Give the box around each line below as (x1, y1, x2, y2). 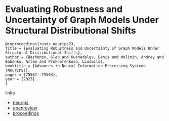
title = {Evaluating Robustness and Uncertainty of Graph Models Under (5, 46, 159, 51)
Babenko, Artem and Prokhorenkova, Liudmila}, (5, 59, 105, 64)
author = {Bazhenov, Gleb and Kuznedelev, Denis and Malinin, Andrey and (5, 54, 164, 60)
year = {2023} (5, 76, 35, 81)
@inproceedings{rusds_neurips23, (5, 41, 76, 46)
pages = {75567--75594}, (5, 72, 58, 77)
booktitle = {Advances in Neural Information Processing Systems (5, 63, 146, 68)
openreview (12, 104, 37, 111)
